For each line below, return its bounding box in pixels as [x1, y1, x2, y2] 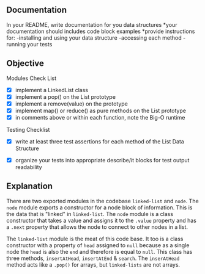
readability [15, 164, 42, 171]
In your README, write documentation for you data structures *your [6, 21, 177, 28]
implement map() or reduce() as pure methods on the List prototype [15, 107, 187, 114]
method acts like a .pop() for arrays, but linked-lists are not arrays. [6, 261, 181, 268]
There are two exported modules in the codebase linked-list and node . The [6, 197, 199, 204]
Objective [6, 58, 45, 69]
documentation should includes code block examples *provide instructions [6, 27, 195, 35]
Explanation [6, 181, 53, 192]
